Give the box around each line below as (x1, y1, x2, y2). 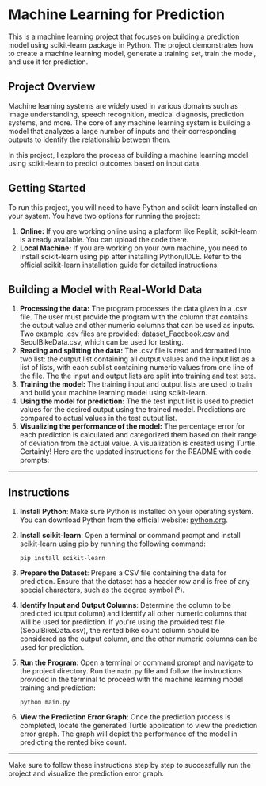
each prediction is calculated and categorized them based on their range (19, 430, 257, 440)
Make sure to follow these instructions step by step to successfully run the (8, 761, 252, 770)
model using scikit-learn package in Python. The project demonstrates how (8, 40, 254, 49)
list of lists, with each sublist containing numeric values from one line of (19, 363, 253, 372)
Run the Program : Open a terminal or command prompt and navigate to (19, 658, 253, 667)
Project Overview (8, 80, 96, 93)
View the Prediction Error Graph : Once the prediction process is (19, 712, 231, 722)
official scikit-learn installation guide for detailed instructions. (19, 260, 219, 269)
